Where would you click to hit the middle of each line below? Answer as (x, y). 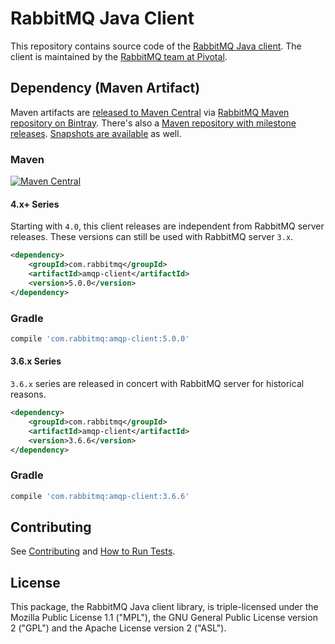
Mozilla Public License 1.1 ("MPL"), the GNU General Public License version (164, 618)
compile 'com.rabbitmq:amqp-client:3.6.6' (100, 496)
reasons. (28, 394)
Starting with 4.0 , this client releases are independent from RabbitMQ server (167, 226)
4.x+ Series (35, 204)
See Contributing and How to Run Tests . (93, 551)
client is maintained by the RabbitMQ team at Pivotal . (119, 56)
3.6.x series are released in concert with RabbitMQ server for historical (157, 383)
